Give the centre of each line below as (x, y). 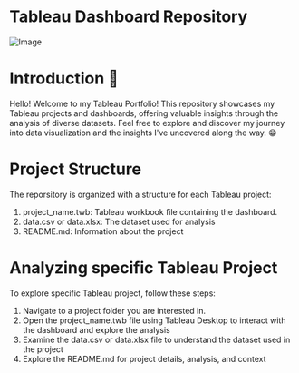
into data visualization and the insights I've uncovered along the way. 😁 (143, 133)
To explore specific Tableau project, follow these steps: (112, 293)
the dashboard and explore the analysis (96, 329)
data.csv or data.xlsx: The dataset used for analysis (119, 221)
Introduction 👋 (64, 79)
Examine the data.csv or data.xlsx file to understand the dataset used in (156, 339)
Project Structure (76, 169)
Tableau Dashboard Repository (129, 17)
